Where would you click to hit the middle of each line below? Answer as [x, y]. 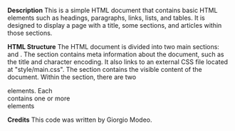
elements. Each [30, 91]
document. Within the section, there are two [72, 77]
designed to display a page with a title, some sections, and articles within [115, 25]
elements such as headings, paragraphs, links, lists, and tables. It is [106, 18]
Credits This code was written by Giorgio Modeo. [80, 120]
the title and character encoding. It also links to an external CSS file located [118, 62]
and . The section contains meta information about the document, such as [116, 54]
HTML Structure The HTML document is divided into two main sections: [113, 47]
